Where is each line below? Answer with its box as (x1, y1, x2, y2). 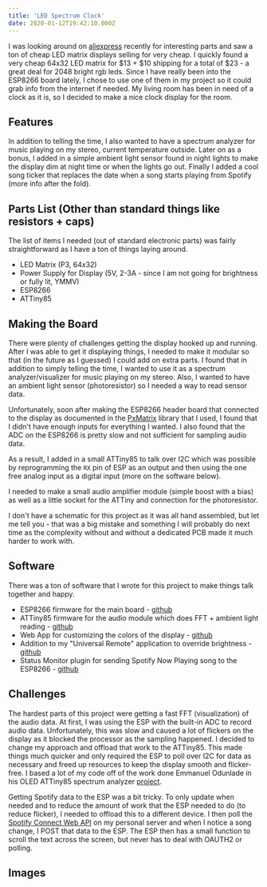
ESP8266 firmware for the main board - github (19, 605, 173, 614)
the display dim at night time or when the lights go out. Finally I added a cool (8, 162, 259, 172)
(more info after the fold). (8, 179, 92, 189)
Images (8, 865, 46, 880)
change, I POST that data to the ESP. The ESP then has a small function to (8, 825, 251, 836)
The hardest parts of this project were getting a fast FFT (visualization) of (8, 709, 249, 718)
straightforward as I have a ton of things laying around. (8, 245, 188, 254)
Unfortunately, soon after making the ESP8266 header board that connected (8, 405, 259, 414)
